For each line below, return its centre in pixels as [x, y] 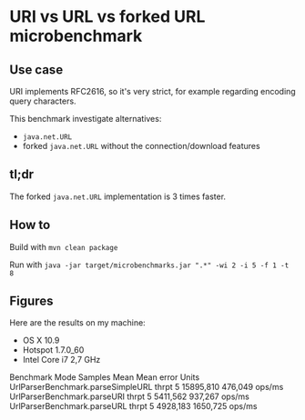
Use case [36, 70]
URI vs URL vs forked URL [107, 17]
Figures [31, 301]
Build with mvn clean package [64, 246]
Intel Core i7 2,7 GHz [61, 360]
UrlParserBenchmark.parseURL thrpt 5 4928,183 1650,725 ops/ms [133, 406]
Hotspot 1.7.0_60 [53, 350]
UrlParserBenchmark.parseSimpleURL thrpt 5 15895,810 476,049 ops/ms [147, 387]
